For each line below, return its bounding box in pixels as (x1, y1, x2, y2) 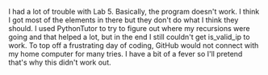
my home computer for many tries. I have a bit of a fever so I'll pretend (8, 49, 243, 58)
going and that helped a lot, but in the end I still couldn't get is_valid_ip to (8, 32, 250, 41)
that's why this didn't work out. (8, 57, 111, 67)
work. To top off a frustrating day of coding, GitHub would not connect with (8, 41, 259, 50)
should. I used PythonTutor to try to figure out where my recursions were (8, 24, 250, 33)
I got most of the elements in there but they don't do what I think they (8, 15, 239, 25)
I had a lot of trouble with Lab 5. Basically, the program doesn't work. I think (8, 7, 260, 16)
